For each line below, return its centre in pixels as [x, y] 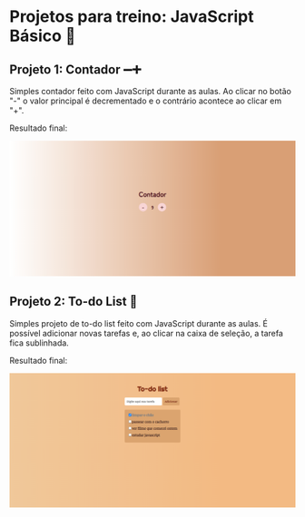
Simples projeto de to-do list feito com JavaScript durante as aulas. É [138, 323]
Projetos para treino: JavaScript [132, 17]
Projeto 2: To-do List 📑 [74, 302]
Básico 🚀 [43, 36]
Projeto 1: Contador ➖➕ [75, 69]
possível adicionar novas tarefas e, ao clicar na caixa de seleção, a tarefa [147, 333]
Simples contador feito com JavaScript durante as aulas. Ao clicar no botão [151, 91]
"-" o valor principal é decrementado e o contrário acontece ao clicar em [146, 101]
